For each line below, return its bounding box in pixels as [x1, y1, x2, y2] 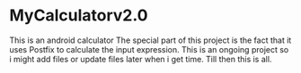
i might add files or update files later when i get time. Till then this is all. [9, 53, 272, 64]
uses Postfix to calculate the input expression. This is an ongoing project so [9, 44, 289, 54]
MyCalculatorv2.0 [9, 5, 148, 26]
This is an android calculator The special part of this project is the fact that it [9, 35, 292, 45]
